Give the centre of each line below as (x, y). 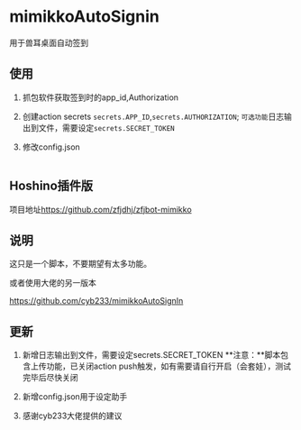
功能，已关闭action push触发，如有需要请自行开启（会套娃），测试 (169, 366)
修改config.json (51, 147)
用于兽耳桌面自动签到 (49, 42)
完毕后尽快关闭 (50, 378)
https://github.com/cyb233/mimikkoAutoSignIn (96, 301)
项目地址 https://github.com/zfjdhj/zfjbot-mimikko (100, 209)
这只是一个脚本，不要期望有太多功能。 (80, 264)
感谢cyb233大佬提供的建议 (72, 416)
